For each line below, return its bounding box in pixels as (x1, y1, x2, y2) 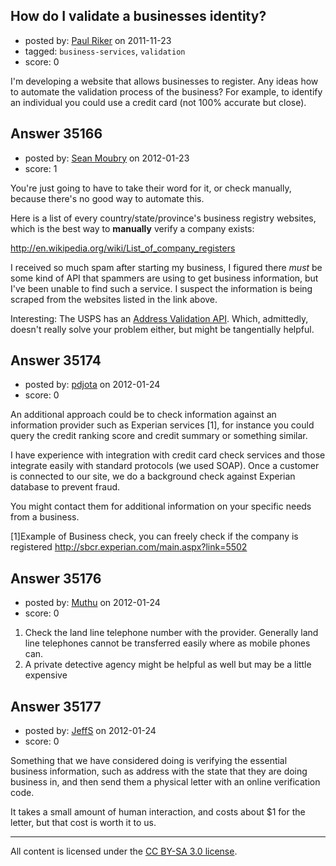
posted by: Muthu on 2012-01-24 (24, 597, 161, 609)
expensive (24, 669, 68, 681)
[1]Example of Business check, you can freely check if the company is (10, 530, 299, 543)
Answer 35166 (10, 125, 103, 143)
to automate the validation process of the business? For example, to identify (10, 85, 323, 98)
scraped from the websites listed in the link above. (10, 293, 218, 305)
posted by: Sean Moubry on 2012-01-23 (24, 152, 190, 164)
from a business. (10, 511, 80, 523)
